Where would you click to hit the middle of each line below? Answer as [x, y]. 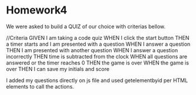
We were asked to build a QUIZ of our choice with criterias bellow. [86, 26]
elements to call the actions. [40, 86]
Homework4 [37, 10]
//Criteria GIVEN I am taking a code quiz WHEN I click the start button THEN [98, 38]
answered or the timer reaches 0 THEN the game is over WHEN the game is [98, 63]
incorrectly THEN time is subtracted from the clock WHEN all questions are [97, 56]
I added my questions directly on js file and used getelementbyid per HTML [97, 80]
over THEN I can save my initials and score [58, 69]
